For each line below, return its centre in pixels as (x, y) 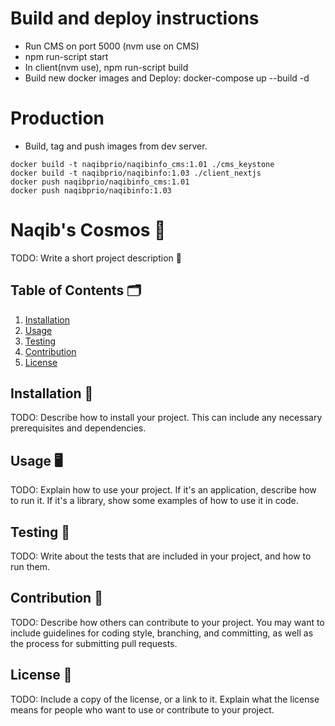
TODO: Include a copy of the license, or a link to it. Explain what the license (165, 699)
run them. (30, 567)
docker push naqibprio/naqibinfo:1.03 (91, 190)
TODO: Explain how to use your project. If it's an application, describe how (163, 490)
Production (57, 118)
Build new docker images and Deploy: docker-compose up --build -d (167, 78)
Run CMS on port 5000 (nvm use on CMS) (112, 46)
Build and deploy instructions (135, 18)
